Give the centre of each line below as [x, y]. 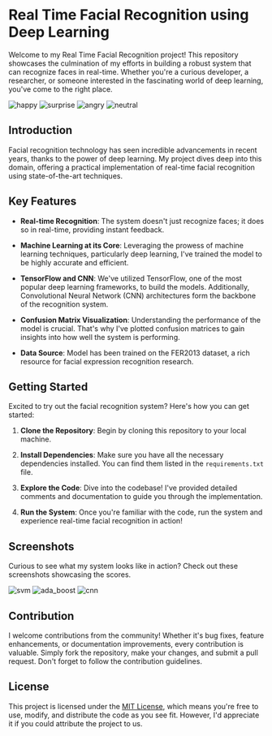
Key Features [43, 202]
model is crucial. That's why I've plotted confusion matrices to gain [132, 328]
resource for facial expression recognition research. [107, 361]
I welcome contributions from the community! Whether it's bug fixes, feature [136, 635]
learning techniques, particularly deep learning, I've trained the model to [141, 254]
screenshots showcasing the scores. [70, 575]
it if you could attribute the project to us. [76, 723]
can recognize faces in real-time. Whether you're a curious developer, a [129, 71]
